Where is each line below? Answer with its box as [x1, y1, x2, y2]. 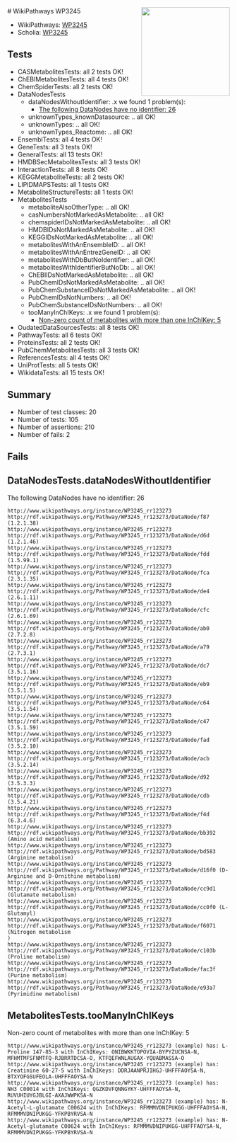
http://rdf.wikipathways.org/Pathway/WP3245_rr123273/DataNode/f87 [7, 513, 210, 520]
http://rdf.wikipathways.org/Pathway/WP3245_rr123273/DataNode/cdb [7, 792, 210, 799]
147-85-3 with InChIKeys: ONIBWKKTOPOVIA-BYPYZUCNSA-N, [32, 1048, 200, 1056]
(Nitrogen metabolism [7, 928, 71, 935]
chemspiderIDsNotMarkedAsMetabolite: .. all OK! [28, 217, 171, 226]
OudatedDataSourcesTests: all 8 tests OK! [17, 323, 140, 331]
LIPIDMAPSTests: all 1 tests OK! [17, 180, 109, 188]
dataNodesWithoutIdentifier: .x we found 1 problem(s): [28, 97, 186, 105]
